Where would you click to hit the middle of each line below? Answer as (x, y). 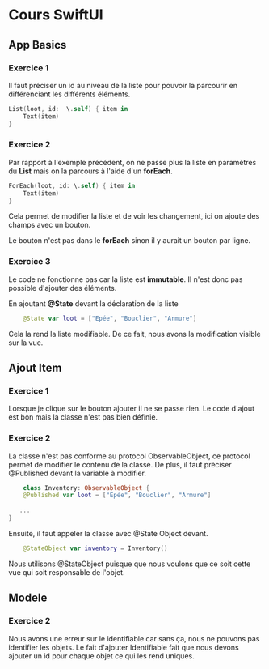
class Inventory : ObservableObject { (86, 488)
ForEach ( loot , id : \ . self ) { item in (72, 185)
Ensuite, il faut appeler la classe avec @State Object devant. (108, 533)
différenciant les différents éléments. (69, 94)
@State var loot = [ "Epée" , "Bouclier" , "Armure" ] (110, 318)
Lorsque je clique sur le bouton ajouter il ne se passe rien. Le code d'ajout (132, 409)
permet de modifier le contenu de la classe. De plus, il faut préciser (120, 464)
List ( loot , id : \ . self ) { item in (68, 109)
